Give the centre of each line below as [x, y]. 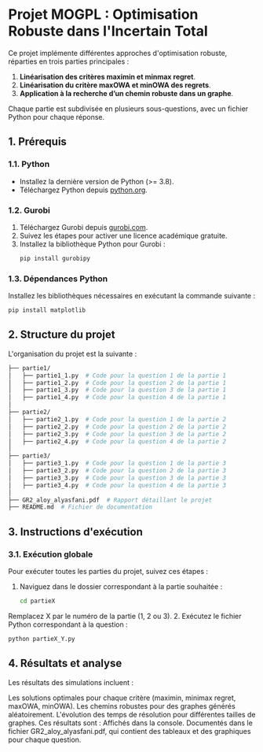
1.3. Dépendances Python [58, 279]
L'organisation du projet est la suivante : [73, 354]
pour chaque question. [45, 739]
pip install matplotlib [47, 310]
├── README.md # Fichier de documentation [80, 507]
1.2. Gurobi [29, 210]
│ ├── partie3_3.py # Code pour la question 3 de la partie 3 [117, 478]
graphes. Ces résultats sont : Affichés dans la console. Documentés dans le [130, 723]
